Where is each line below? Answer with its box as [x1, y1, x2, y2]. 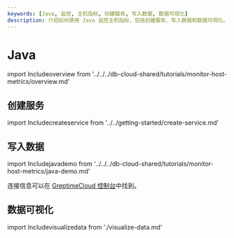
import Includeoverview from [7, 70, 91, 78]
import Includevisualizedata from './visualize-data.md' [7, 223, 163, 231]
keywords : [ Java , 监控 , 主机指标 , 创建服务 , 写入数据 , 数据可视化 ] [7, 10, 188, 17]
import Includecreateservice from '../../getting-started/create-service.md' [7, 118, 219, 127]
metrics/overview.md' [7, 78, 70, 86]
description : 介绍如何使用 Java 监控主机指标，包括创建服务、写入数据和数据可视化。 [7, 17, 229, 24]
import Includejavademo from [7, 160, 92, 168]
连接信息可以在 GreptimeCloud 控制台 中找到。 [7, 181, 141, 190]
